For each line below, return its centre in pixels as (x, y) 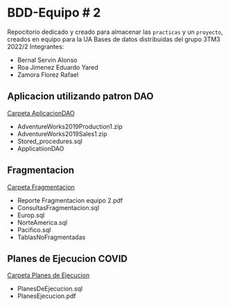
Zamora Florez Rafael (48, 75)
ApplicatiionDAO (41, 148)
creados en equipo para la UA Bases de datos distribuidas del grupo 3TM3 (114, 39)
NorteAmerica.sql (42, 222)
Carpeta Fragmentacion (41, 187)
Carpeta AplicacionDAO (41, 113)
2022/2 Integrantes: (36, 46)
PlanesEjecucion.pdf (46, 296)
